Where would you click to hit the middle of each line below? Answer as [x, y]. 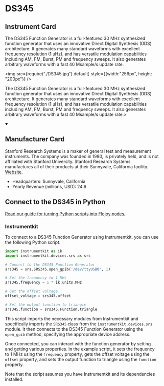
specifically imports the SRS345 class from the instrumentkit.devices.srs [79, 324]
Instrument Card [31, 27]
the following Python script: [33, 242]
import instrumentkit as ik [34, 251]
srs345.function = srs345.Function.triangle [51, 309]
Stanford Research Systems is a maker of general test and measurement [78, 151]
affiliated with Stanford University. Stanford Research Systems [68, 161]
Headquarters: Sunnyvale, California [49, 181]
